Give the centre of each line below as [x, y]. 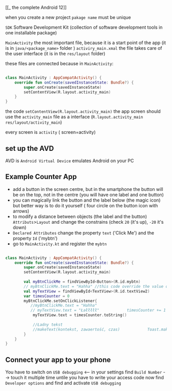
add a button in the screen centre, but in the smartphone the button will [88, 189]
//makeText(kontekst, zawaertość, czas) [76, 329]
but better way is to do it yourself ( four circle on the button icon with [85, 205]
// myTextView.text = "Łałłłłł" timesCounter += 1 [98, 310]
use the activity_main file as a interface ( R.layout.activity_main [74, 117]
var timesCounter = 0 [47, 296]
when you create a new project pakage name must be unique [68, 17]
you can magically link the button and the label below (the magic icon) [87, 200]
